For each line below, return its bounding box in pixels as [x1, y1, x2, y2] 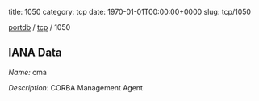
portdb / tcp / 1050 [8, 23, 71, 32]
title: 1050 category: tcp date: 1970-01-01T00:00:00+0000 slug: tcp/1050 [8, 7, 252, 16]
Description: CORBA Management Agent [8, 82, 144, 92]
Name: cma [8, 67, 47, 77]
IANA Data [8, 46, 62, 60]
